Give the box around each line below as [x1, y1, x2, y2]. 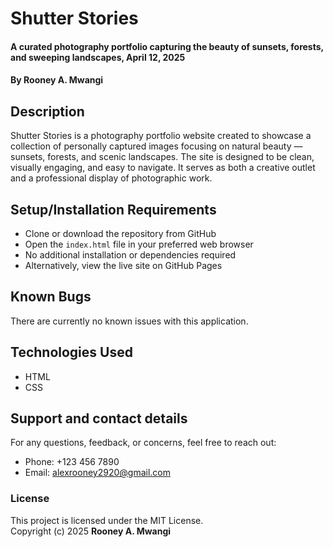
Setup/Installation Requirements [10, 201, 217, 218]
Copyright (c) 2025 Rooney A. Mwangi [10, 525, 172, 537]
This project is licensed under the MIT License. [10, 514, 204, 526]
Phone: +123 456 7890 [24, 456, 120, 468]
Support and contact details [10, 410, 188, 427]
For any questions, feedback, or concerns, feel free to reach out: [10, 437, 277, 449]
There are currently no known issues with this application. [10, 315, 249, 327]
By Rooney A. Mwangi [10, 74, 104, 86]
